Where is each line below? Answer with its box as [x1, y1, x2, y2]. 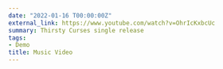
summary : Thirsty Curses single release [8, 26, 145, 34]
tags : [8, 33, 26, 42]
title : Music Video [8, 48, 73, 56]
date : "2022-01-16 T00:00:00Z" [8, 11, 112, 20]
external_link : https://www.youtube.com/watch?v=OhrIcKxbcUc [8, 19, 216, 27]
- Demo [8, 41, 30, 49]
